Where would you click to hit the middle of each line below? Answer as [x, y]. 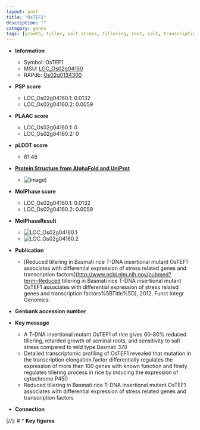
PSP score [28, 86]
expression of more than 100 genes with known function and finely [105, 366]
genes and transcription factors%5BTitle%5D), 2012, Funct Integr [104, 294]
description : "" [26, 23]
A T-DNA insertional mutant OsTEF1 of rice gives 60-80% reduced [105, 335]
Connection [29, 409]
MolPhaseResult [35, 221]
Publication [29, 250]
